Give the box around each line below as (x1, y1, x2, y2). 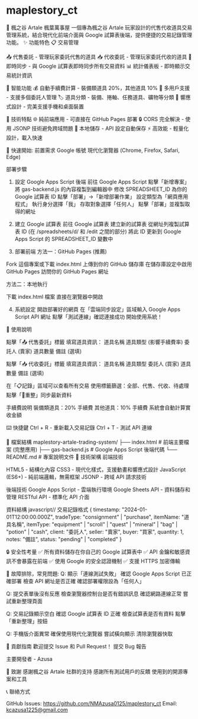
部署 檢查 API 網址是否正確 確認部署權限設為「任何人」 (11, 577, 145, 584)
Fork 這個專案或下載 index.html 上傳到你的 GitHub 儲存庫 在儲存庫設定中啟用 (6, 260, 192, 268)
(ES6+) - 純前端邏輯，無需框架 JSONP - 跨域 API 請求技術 (6, 473, 147, 481)
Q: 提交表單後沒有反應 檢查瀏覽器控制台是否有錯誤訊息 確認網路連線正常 (6, 590, 182, 597)
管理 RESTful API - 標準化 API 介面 (6, 493, 90, 500)
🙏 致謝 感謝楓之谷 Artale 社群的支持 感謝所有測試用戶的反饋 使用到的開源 (6, 668, 183, 675)
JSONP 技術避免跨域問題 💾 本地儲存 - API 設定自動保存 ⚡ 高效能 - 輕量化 (12, 125, 189, 132)
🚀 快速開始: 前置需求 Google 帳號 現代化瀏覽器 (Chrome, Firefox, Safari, (6, 147, 180, 154)
